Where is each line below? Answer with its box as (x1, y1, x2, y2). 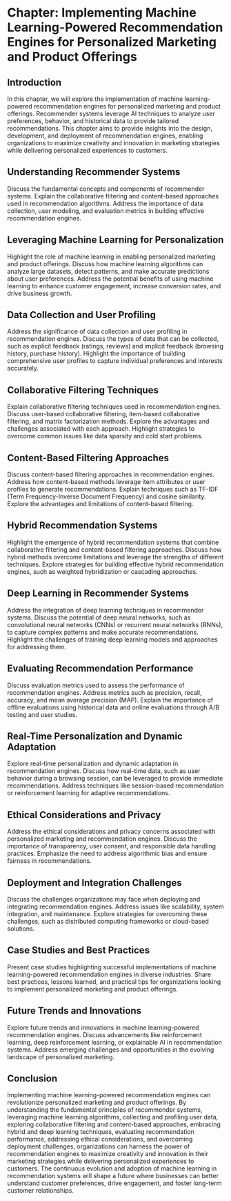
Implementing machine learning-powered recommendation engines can (7, 1091, 211, 1099)
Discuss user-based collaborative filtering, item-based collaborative (7, 410, 200, 418)
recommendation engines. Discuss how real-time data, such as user (7, 767, 201, 775)
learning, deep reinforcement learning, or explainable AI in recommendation (7, 1038, 222, 1046)
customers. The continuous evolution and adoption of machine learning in (7, 1164, 217, 1173)
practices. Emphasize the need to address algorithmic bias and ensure (7, 849, 208, 858)
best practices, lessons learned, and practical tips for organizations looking (7, 977, 221, 986)
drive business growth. (7, 289, 72, 297)
